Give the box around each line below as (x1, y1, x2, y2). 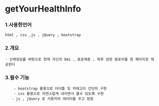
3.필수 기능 (5, 74, 29, 80)
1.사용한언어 (5, 22, 32, 28)
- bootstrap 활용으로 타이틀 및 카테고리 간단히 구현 (14, 86, 107, 91)
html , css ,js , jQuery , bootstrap (5, 33, 81, 38)
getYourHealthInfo (5, 3, 81, 14)
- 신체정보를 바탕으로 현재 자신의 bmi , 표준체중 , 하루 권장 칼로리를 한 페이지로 (5, 57, 149, 62)
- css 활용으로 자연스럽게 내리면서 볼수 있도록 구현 (14, 92, 104, 96)
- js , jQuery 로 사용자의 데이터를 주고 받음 (11, 96, 94, 102)
